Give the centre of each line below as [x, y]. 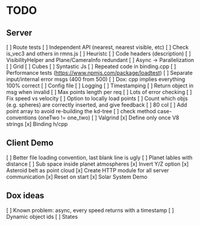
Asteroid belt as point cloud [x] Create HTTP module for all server [88, 170]
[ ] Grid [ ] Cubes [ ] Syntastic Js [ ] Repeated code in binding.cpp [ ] [91, 66]
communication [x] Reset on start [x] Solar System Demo [77, 177]
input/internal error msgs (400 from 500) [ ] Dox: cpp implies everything [96, 79]
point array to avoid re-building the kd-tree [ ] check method [81, 111]
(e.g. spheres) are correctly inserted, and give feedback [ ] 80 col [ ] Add [97, 105]
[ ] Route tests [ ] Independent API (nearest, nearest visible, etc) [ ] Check [97, 47]
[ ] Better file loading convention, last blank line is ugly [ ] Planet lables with [99, 157]
